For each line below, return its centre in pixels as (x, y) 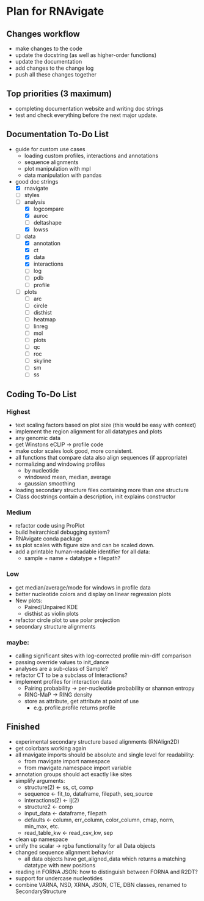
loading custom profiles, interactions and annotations (91, 155)
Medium (19, 512)
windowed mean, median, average (67, 477)
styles (32, 195)
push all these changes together (56, 74)
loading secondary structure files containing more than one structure (102, 490)
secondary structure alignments (55, 626)
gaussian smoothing (50, 484)
